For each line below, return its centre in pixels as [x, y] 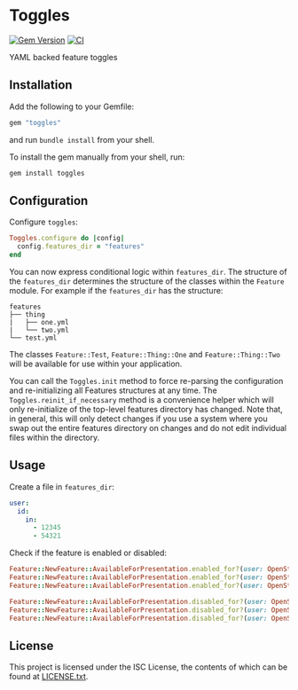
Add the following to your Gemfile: [72, 106]
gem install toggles [47, 173]
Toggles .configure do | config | [67, 239]
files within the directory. [55, 437]
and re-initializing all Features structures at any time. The [113, 390]
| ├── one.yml [39, 322]
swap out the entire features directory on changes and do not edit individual [148, 427]
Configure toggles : [43, 222]
